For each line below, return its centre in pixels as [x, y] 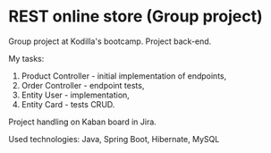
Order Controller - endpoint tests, [83, 85]
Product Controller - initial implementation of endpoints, [124, 76]
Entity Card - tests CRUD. [68, 104]
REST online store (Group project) [135, 17]
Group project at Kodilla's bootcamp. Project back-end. [110, 41]
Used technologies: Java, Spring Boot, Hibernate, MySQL [114, 139]
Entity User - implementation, [76, 95]
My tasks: [26, 58]
